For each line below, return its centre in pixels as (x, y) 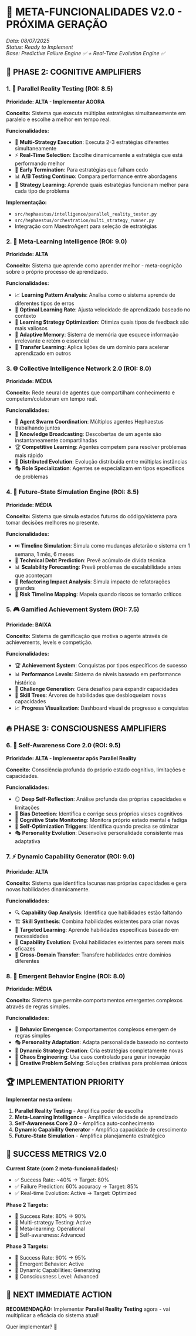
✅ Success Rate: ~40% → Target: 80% (62, 1180)
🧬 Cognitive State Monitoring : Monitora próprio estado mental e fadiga (101, 820)
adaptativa (27, 841)
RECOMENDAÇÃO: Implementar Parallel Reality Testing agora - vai (88, 1309)
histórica (25, 682)
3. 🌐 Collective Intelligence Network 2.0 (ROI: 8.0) (79, 368)
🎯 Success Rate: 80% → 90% (50, 1216)
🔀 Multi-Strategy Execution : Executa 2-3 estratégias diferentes (92, 142)
